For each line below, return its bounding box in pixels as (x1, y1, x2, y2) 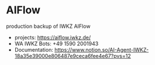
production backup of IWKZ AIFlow (6, 23, 91, 30)
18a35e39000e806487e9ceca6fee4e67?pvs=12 (14, 52, 132, 59)
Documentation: (14, 46, 54, 53)
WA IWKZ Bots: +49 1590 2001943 (14, 40, 99, 47)
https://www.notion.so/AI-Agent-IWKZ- (54, 46, 149, 53)
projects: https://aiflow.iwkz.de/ (14, 34, 91, 41)
